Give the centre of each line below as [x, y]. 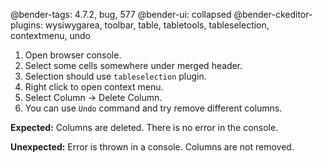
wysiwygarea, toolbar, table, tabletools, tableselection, [157, 25]
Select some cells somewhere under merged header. [133, 65]
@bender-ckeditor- [273, 14]
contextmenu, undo [50, 35]
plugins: [26, 25]
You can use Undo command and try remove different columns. [153, 108]
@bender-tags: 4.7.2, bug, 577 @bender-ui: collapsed [121, 14]
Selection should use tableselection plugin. [115, 76]
